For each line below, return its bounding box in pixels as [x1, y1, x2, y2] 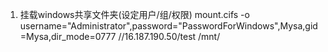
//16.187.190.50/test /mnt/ [118, 31, 221, 42]
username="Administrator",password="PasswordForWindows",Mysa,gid [19, 20, 318, 32]
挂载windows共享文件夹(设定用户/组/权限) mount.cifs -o [19, 9, 250, 20]
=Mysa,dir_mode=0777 [19, 31, 117, 42]
